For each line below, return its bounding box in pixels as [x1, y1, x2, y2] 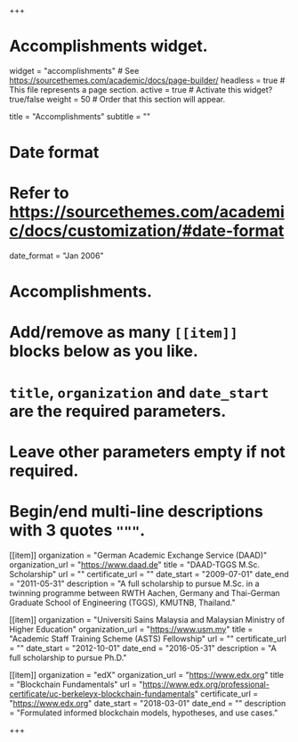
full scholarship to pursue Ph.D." [9, 652, 127, 663]
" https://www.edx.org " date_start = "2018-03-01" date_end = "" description [9, 697, 286, 708]
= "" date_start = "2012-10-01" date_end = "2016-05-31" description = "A [9, 642, 278, 653]
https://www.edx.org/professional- [141, 679, 270, 689]
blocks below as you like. [9, 341, 198, 362]
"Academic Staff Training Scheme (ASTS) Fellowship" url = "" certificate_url [9, 633, 287, 644]
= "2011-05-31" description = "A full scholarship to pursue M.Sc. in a [9, 578, 260, 589]
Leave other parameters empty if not [9, 442, 286, 461]
